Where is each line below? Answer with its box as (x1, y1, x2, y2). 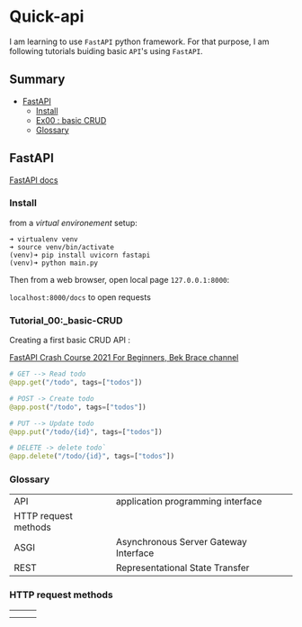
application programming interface (115, 495, 262, 508)
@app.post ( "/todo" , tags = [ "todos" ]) (9, 403, 147, 412)
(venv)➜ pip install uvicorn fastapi (9, 250, 151, 259)
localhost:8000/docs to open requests (9, 291, 151, 303)
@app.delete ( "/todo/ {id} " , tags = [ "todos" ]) (9, 452, 175, 461)
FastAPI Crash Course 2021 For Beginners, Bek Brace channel (9, 352, 239, 363)
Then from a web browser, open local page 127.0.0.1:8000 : (9, 274, 230, 285)
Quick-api (9, 6, 84, 27)
